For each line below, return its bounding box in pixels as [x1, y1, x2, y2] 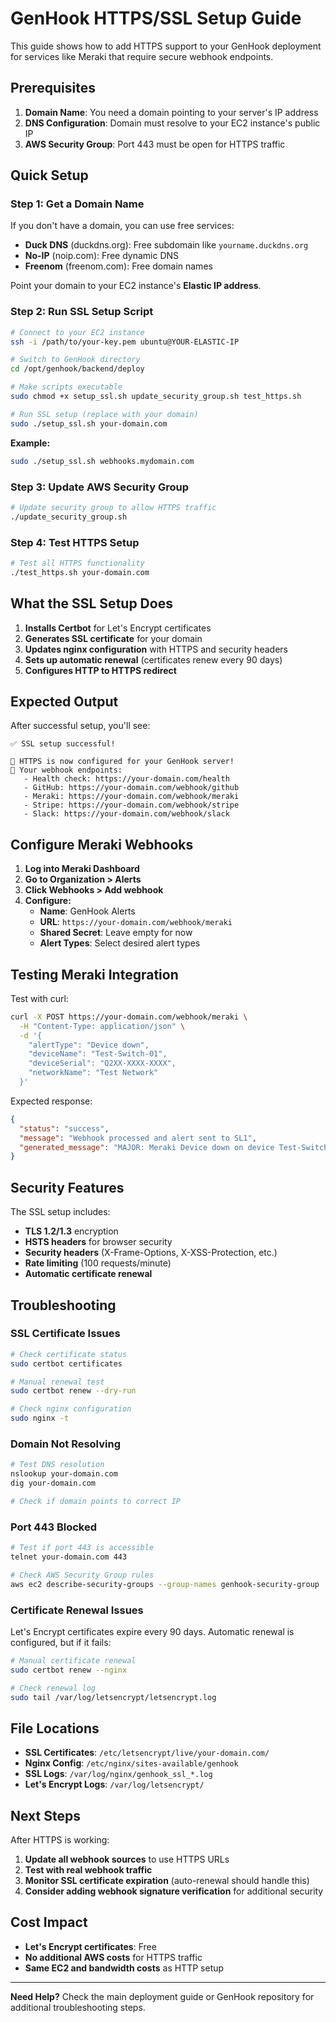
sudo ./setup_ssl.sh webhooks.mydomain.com [10, 456, 195, 466]
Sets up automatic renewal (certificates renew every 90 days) [24, 653, 283, 666]
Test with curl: [10, 992, 69, 1004]
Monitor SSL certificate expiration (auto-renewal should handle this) [24, 1875, 310, 1887]
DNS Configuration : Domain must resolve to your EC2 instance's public [24, 117, 321, 129]
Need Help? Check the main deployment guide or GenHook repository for [10, 1990, 315, 2002]
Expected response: [10, 1095, 93, 1107]
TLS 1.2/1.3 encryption [24, 1225, 119, 1237]
